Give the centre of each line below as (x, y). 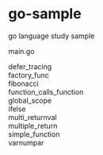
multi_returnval (32, 117)
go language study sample (51, 36)
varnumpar (26, 142)
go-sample (45, 14)
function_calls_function (46, 91)
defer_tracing (30, 66)
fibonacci (24, 83)
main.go (21, 51)
